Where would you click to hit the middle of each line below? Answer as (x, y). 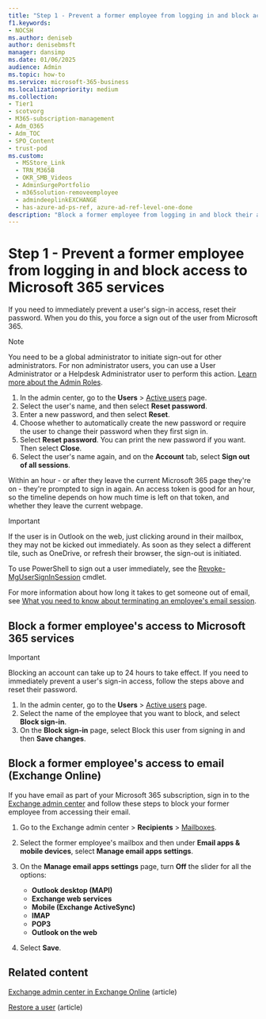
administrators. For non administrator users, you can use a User (112, 366)
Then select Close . (51, 448)
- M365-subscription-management (61, 119)
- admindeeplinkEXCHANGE (56, 200)
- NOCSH (21, 30)
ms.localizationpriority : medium (63, 89)
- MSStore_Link (40, 163)
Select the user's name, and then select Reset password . (113, 406)
